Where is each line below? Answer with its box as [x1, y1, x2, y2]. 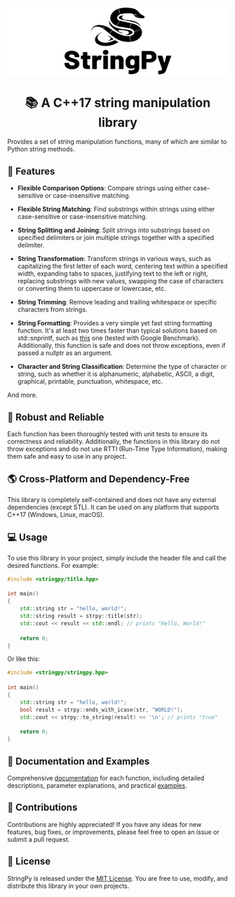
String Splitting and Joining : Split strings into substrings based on [17, 226, 210, 234]
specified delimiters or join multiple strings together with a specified [17, 234, 215, 242]
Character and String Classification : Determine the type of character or [17, 363, 227, 371]
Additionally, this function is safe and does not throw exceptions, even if [17, 342, 226, 350]
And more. [7, 391, 38, 399]
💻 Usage [7, 532, 48, 544]
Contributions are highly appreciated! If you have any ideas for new [7, 820, 202, 828]
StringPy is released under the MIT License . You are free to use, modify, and [7, 874, 228, 882]
